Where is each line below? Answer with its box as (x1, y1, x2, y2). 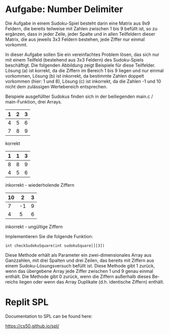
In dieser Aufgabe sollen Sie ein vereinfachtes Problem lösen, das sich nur (5, 51, 160, 58)
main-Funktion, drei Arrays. (5, 98, 62, 104)
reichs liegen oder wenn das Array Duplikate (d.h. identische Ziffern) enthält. (5, 279, 164, 285)
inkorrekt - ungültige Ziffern (5, 224, 63, 230)
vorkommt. (5, 41, 28, 47)
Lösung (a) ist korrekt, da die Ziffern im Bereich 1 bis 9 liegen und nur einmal (5, 67, 164, 74)
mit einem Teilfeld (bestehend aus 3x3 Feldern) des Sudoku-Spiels (5, 57, 144, 63)
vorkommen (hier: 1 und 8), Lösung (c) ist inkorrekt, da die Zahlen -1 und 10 (5, 78, 161, 84)
